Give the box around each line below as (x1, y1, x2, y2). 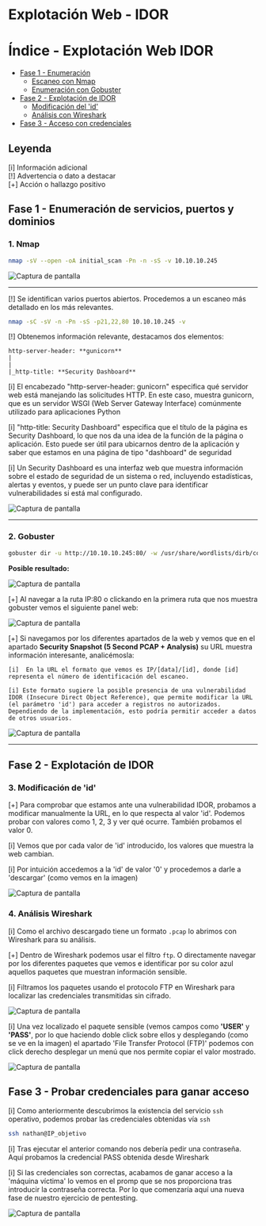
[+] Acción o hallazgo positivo (8, 179, 106, 189)
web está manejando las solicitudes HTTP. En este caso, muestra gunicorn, (8, 390, 255, 400)
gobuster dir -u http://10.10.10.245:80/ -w (8, 549, 158, 557)
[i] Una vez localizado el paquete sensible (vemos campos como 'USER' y (8, 1021, 250, 1031)
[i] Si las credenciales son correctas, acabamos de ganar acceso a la (8, 1168, 234, 1178)
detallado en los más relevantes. (8, 302, 114, 312)
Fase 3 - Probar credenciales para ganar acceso (8, 1085, 249, 1098)
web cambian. (8, 849, 55, 859)
